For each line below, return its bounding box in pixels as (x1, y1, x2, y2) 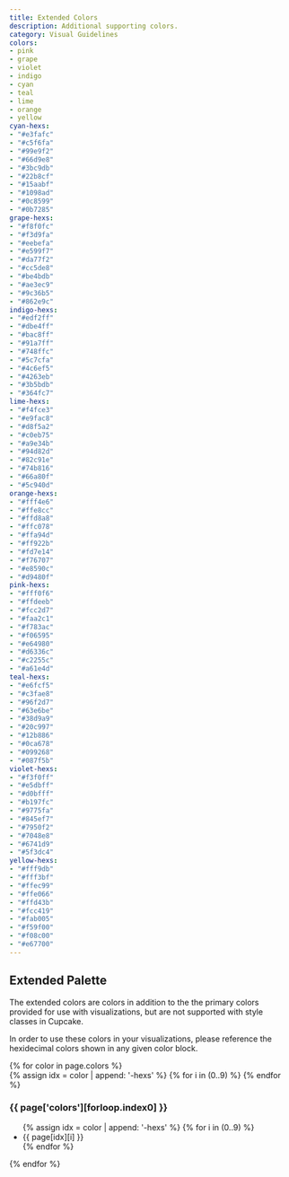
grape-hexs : (9, 213, 54, 223)
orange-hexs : (9, 488, 58, 498)
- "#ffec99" (9, 881, 54, 890)
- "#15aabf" (9, 180, 54, 189)
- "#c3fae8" (9, 689, 54, 698)
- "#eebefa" (9, 239, 54, 248)
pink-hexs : (9, 581, 50, 590)
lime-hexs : (9, 397, 50, 407)
